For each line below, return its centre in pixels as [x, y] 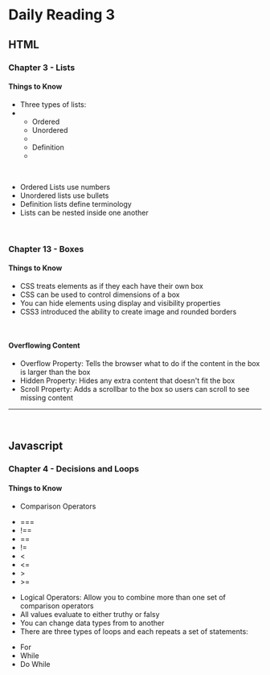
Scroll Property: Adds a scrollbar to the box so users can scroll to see [135, 389]
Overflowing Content [44, 346]
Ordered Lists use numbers [65, 187]
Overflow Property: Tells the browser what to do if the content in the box [140, 364]
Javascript [36, 446]
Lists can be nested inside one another [84, 212]
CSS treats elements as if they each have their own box [111, 286]
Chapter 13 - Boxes [46, 249]
